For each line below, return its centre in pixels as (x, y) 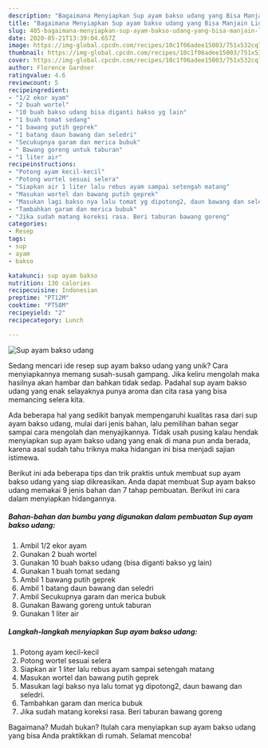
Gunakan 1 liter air (49, 614)
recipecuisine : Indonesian (53, 290)
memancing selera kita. (47, 399)
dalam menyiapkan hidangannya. (63, 498)
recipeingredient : (39, 90)
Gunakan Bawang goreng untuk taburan (85, 605)
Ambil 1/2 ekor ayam (53, 546)
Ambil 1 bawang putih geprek (67, 579)
